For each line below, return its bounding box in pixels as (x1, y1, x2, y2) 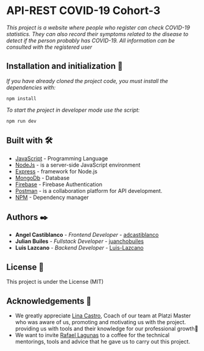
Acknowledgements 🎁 (6, 295, 92, 306)
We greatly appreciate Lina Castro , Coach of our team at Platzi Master (15, 312, 191, 319)
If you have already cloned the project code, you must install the (6, 77, 169, 84)
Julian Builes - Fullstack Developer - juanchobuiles (15, 237, 144, 245)
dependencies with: (6, 84, 56, 91)
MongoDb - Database (15, 174, 70, 181)
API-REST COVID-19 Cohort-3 (6, 4, 161, 18)
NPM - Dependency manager (15, 194, 90, 201)
